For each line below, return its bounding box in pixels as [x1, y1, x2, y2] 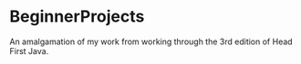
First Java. [9, 45, 49, 56]
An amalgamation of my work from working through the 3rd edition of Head [9, 36, 294, 47]
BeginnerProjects [9, 6, 145, 27]
